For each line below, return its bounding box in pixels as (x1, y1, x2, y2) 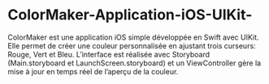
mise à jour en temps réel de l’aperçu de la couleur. (7, 66, 179, 76)
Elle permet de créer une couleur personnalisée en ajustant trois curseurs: (7, 40, 257, 50)
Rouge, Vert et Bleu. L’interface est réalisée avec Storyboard (7, 49, 210, 59)
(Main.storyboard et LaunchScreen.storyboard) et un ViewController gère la (7, 58, 262, 68)
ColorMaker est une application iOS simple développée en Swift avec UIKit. (7, 32, 259, 42)
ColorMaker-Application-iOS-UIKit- (7, 6, 253, 24)
